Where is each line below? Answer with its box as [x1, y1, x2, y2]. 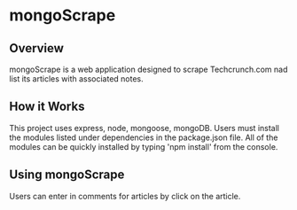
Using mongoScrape [9, 167, 125, 183]
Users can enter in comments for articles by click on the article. [9, 191, 241, 201]
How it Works [9, 99, 85, 114]
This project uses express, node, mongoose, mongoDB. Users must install [9, 122, 279, 133]
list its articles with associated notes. [9, 74, 144, 84]
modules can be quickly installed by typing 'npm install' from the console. [9, 141, 278, 152]
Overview [9, 41, 65, 56]
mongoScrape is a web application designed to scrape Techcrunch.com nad [9, 64, 288, 74]
